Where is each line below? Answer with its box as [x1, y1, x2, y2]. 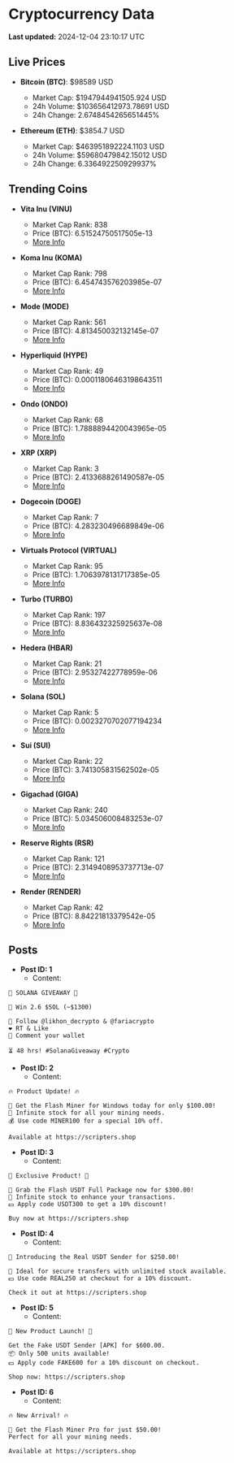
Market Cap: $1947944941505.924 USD [32, 93, 167, 102]
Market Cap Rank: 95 [32, 561, 103, 571]
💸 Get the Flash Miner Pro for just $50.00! [8, 1426, 162, 1435]
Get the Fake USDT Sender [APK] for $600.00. [8, 1342, 165, 1350]
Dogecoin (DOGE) [19, 497, 81, 506]
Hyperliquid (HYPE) [19, 350, 88, 360]
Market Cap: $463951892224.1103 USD [32, 141, 165, 151]
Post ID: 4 [19, 1229, 54, 1239]
